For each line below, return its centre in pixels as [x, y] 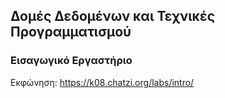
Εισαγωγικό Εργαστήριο [71, 61]
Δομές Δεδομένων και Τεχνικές [112, 16]
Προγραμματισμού [71, 32]
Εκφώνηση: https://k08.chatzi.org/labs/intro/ [102, 82]
